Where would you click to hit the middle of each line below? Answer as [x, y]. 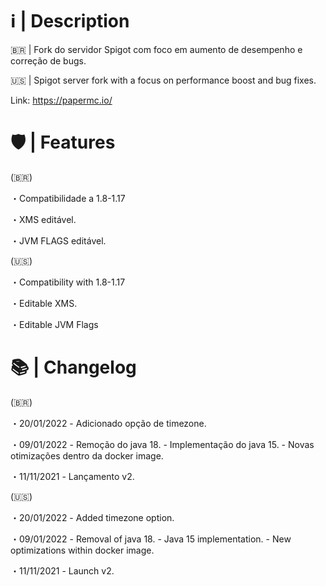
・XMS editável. [43, 219]
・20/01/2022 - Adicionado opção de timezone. [108, 423]
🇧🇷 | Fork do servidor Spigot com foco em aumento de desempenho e [156, 49]
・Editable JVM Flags [54, 324]
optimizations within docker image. [82, 550]
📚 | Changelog [73, 367]
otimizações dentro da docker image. [87, 455]
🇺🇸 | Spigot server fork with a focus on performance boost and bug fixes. [163, 80]
